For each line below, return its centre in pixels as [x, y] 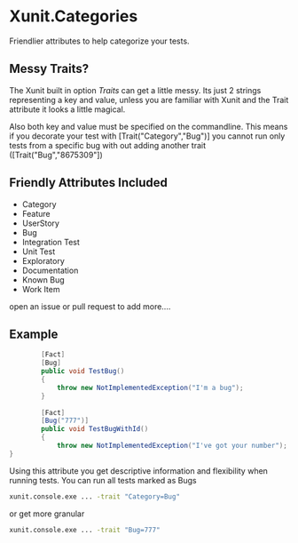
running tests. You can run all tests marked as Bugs [103, 480]
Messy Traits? [49, 69]
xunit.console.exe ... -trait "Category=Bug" [94, 496]
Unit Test [39, 252]
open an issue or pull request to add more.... [90, 306]
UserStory [41, 223]
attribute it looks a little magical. [67, 109]
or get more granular [47, 514]
